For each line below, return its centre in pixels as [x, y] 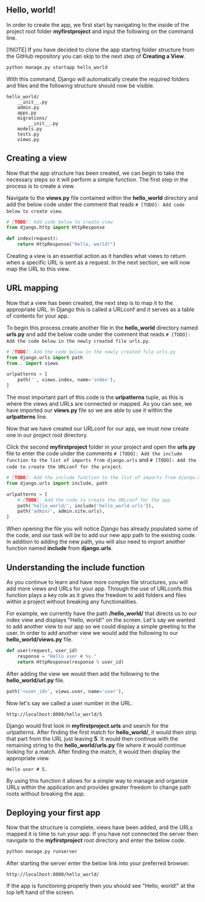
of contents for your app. [38, 316]
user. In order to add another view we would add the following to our [92, 633]
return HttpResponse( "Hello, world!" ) [67, 244]
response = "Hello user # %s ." [57, 656]
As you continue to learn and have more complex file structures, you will [97, 582]
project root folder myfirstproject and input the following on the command [100, 31]
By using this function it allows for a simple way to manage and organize [97, 780]
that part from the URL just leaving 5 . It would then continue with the [92, 738]
